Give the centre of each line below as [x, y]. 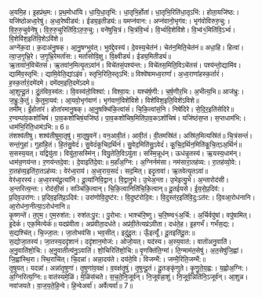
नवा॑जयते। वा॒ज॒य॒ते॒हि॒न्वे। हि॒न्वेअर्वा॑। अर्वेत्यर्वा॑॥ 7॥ [71, 285]
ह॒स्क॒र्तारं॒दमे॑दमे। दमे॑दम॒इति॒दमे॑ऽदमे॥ [52, 83]
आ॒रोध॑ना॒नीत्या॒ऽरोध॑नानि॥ [39, 206]
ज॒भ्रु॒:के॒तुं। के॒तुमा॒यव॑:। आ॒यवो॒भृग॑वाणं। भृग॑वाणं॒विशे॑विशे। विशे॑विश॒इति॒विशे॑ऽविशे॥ [104, 100]
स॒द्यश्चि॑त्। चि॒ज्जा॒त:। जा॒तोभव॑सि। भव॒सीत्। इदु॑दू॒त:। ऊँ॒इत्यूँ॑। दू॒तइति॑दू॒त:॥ [102, 233]
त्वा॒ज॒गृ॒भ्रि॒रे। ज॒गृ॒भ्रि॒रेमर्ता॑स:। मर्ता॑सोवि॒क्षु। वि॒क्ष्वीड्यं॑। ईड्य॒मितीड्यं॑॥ [90, 56]
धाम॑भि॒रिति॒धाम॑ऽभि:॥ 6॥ [39, 127]
